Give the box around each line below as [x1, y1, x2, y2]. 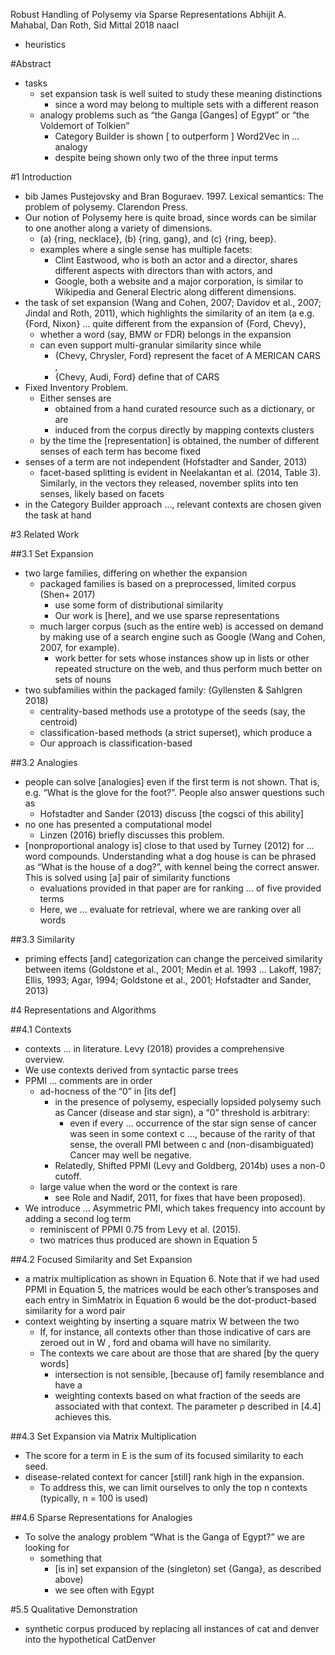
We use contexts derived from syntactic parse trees [24, 1064, 239, 1076]
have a [54, 1379, 83, 1391]
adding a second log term [24, 1213, 132, 1224]
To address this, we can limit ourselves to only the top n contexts [39, 1482, 308, 1493]
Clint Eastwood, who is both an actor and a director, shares [54, 254, 298, 266]
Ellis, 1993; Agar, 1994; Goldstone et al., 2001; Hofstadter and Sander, [24, 974, 312, 986]
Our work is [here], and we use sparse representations [54, 610, 280, 621]
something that [39, 1552, 103, 1564]
